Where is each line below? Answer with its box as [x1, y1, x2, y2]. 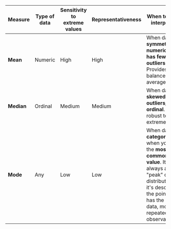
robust [146, 112, 162, 119]
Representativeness [91, 16, 141, 23]
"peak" [146, 171, 163, 178]
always [146, 165, 163, 172]
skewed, [146, 93, 167, 100]
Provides [146, 66, 168, 73]
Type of [35, 13, 55, 20]
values [65, 25, 82, 32]
